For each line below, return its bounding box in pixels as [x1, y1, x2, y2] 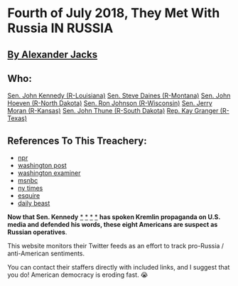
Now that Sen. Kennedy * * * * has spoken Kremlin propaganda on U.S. [7, 213, 221, 221]
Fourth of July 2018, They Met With [7, 5, 220, 21]
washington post [17, 161, 67, 170]
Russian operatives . [7, 228, 67, 236]
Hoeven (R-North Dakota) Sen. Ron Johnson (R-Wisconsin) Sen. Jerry [7, 99, 213, 107]
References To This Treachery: [7, 134, 147, 147]
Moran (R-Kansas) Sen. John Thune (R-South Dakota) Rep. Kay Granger [7, 107, 219, 115]
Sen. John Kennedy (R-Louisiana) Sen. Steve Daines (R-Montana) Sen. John [7, 91, 231, 100]
